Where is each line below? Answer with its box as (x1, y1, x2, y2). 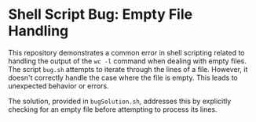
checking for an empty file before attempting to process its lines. (8, 104, 218, 114)
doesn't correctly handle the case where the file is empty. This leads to (8, 73, 238, 82)
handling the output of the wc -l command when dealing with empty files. (8, 56, 247, 66)
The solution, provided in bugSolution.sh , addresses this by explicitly (8, 96, 232, 106)
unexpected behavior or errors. (8, 81, 109, 91)
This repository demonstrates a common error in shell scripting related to (8, 48, 245, 57)
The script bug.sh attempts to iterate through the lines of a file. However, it (8, 64, 248, 74)
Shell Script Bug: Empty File (8, 5, 193, 23)
